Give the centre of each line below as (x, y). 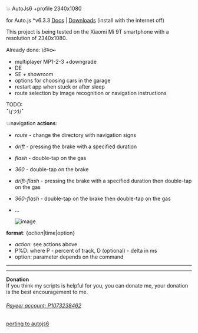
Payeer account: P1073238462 (44, 305)
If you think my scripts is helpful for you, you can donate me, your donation (97, 285)
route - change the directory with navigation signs (75, 135)
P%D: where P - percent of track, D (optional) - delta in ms (86, 251)
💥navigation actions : (32, 123)
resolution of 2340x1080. (37, 38)
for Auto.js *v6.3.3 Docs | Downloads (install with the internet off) (85, 20)
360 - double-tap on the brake (52, 169)
